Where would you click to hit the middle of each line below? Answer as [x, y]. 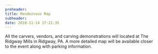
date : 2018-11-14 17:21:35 [32, 23]
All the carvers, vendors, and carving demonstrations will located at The [77, 36]
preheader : [16, 9]
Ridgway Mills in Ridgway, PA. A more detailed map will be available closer [79, 42]
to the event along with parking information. [49, 46]
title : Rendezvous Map [28, 14]
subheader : [16, 18]
